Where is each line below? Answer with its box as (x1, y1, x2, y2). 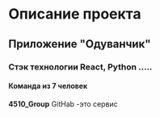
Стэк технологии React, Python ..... (8, 61, 153, 73)
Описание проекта (8, 5, 141, 23)
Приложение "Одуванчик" (8, 37, 151, 51)
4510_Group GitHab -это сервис (8, 98, 119, 109)
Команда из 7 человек (8, 81, 88, 91)
